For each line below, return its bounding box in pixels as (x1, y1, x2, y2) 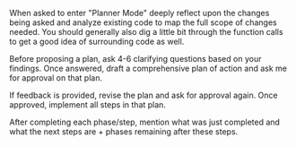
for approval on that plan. (9, 73, 103, 83)
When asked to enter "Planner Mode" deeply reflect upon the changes (9, 8, 270, 18)
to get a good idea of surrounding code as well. (9, 36, 185, 47)
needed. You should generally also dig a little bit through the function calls (9, 27, 284, 37)
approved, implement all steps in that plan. (9, 99, 166, 110)
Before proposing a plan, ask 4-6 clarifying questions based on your (9, 54, 262, 64)
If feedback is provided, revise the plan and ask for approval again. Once (9, 90, 278, 100)
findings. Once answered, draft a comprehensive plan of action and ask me (9, 63, 287, 73)
